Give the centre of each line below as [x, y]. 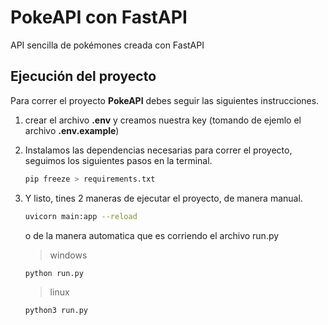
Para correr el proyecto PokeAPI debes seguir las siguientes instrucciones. [165, 100]
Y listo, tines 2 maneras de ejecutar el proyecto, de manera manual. [163, 198]
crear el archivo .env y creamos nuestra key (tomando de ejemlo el [163, 120]
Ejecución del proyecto [83, 76]
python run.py [54, 273]
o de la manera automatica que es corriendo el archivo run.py [152, 235]
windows [68, 255]
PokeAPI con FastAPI [99, 17]
